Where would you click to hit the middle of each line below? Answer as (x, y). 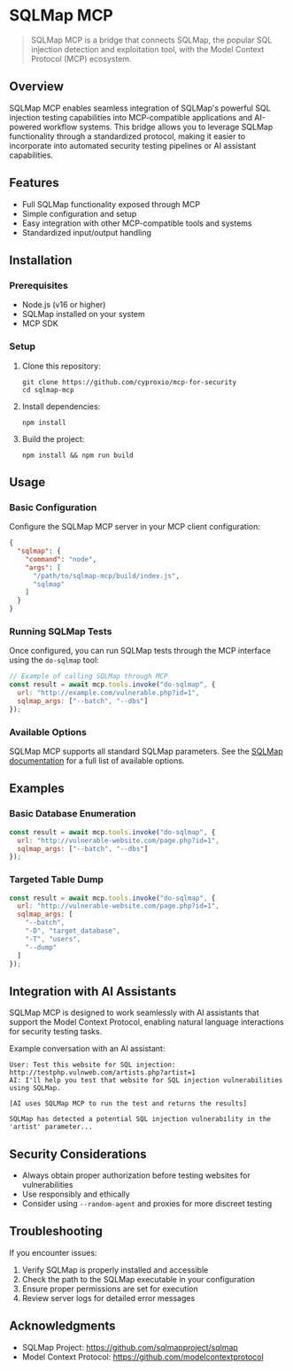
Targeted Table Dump (57, 879)
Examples (37, 789)
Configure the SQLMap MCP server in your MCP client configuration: (135, 527)
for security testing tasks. (56, 1032)
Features (34, 183)
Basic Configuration (53, 507)
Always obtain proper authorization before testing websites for (136, 1175)
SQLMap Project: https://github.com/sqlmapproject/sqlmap (130, 1347)
